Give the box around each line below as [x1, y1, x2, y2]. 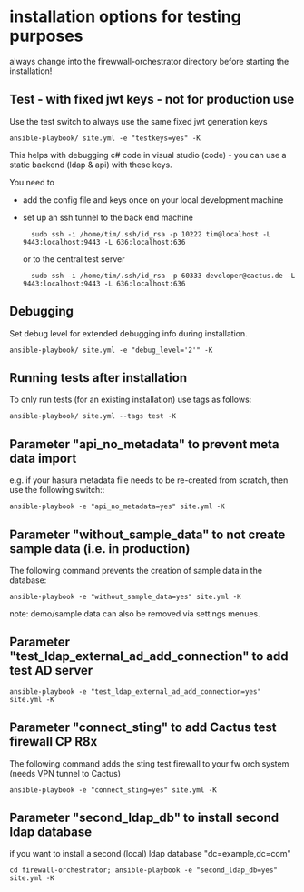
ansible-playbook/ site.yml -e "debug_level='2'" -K [9, 346, 213, 355]
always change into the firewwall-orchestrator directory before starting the [9, 55, 289, 66]
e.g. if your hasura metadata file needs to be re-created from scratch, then [9, 475, 289, 486]
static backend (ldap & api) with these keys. [9, 159, 172, 170]
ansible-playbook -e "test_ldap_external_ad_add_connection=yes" [9, 687, 261, 697]
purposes [9, 25, 83, 46]
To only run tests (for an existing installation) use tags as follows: [9, 394, 252, 406]
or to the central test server [22, 253, 125, 265]
